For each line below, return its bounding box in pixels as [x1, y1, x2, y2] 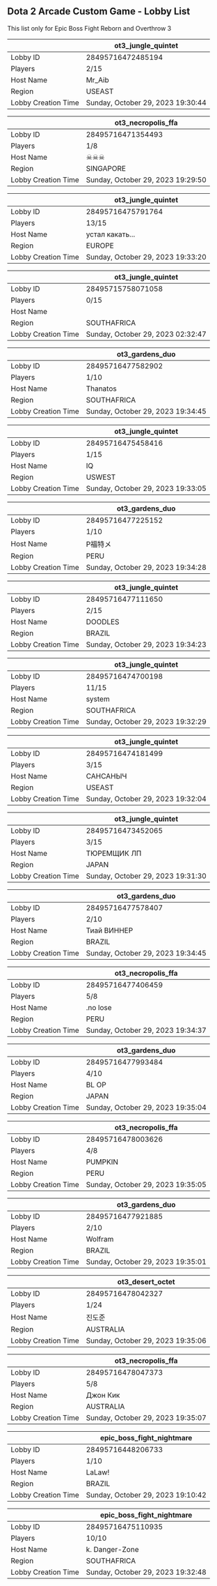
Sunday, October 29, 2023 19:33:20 [86, 252, 207, 262]
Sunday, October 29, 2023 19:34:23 [86, 640, 207, 649]
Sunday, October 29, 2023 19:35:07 [86, 1412, 207, 1422]
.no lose [86, 1002, 113, 1012]
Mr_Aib [86, 75, 109, 84]
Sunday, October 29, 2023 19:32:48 [86, 1567, 207, 1577]
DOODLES [86, 617, 120, 626]
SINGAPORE [86, 163, 127, 173]
